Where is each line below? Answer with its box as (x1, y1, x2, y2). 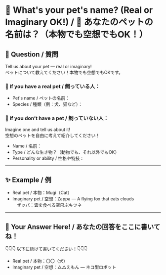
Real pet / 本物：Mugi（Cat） (12, 190, 72, 196)
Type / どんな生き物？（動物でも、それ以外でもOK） (12, 149, 120, 155)
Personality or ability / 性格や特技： (12, 155, 84, 161)
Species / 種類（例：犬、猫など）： (12, 101, 83, 107)
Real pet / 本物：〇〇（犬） (12, 258, 68, 264)
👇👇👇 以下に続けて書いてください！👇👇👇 (5, 246, 88, 252)
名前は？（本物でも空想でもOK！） (5, 29, 148, 40)
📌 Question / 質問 (5, 50, 58, 58)
